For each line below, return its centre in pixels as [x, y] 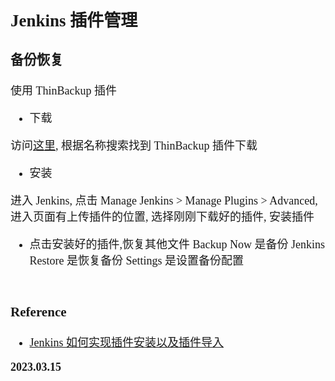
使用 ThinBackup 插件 [63, 91]
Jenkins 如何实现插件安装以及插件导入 [127, 343]
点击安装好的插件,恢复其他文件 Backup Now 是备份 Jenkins [177, 245]
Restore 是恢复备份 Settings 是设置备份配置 [137, 261]
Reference [38, 312]
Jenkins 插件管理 [74, 20]
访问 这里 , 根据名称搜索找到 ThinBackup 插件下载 [134, 146]
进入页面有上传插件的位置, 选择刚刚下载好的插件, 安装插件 [162, 217]
